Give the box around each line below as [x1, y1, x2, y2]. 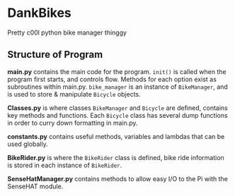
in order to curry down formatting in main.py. [7, 118, 138, 127]
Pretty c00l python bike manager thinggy [7, 28, 127, 37]
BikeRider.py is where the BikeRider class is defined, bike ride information [7, 153, 224, 161]
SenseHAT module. [7, 182, 64, 190]
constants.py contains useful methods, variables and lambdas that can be [7, 132, 225, 140]
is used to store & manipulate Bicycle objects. [7, 90, 142, 98]
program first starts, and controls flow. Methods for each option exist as [7, 75, 217, 83]
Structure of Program [7, 49, 103, 61]
